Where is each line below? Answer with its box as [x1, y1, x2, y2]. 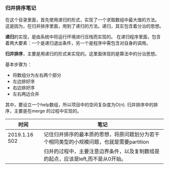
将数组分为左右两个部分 [12, 72, 61, 78]
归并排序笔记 [5, 4, 37, 11]
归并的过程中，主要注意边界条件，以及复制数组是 [43, 148, 160, 155]
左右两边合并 [12, 91, 39, 97]
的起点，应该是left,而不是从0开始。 [43, 155, 127, 162]
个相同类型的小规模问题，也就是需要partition [43, 138, 149, 145]
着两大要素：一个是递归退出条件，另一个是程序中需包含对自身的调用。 [5, 40, 151, 46]
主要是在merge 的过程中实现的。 [14, 108, 82, 114]
